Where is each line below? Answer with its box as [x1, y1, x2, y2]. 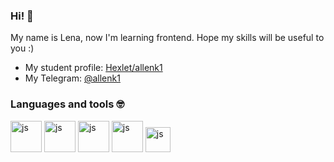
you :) [10, 42, 35, 54]
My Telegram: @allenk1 [24, 72, 121, 84]
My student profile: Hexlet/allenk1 [24, 62, 163, 74]
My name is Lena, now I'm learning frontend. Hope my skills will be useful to [10, 32, 325, 44]
